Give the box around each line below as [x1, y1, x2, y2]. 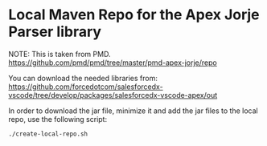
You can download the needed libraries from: [8, 73, 158, 83]
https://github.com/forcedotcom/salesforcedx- [8, 82, 163, 91]
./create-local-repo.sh [8, 130, 88, 138]
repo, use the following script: [8, 114, 107, 124]
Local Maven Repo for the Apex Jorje [8, 6, 260, 24]
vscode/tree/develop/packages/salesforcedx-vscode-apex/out [8, 90, 218, 99]
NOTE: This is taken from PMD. [8, 49, 111, 59]
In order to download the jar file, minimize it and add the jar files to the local [8, 106, 259, 116]
